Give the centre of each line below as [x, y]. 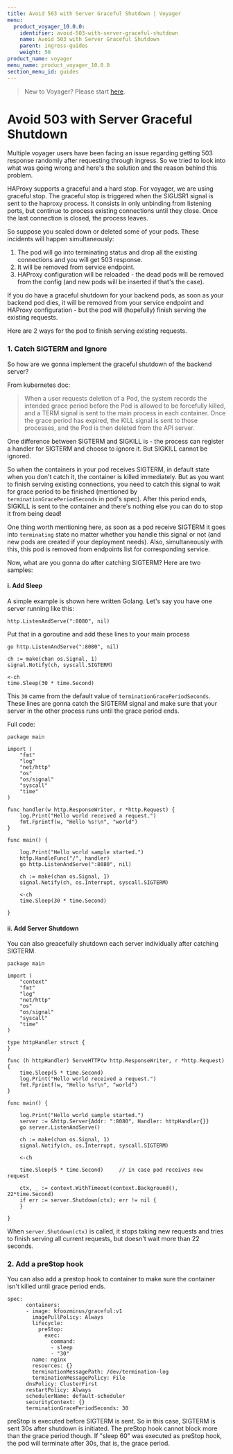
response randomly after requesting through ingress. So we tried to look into [116, 161]
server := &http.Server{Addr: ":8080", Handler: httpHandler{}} [114, 1122]
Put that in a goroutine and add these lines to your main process [98, 634]
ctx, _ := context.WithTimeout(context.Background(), [99, 1188]
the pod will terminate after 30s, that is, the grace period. [88, 1444]
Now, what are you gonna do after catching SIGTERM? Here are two [104, 562]
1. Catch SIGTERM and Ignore [57, 349]
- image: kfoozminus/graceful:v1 [74, 1311]
